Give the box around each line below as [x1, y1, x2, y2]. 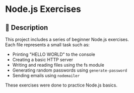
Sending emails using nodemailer [12, 73, 80, 78]
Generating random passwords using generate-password [12, 67, 128, 73]
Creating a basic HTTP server [12, 57, 73, 63]
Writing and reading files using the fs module [12, 62, 104, 68]
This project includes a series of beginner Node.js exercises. [5, 36, 129, 42]
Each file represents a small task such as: [5, 42, 90, 48]
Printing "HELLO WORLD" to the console [12, 51, 95, 57]
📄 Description [5, 23, 48, 32]
